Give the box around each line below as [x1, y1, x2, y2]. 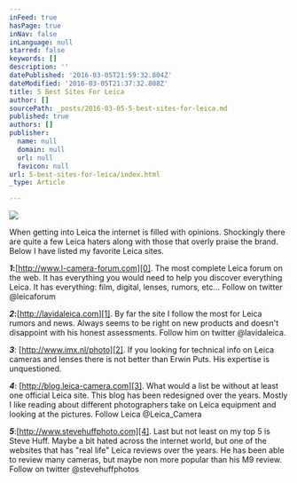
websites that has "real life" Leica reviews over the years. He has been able [9, 445, 285, 455]
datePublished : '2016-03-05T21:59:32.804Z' [9, 71, 173, 80]
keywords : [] [9, 54, 58, 63]
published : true [9, 112, 69, 121]
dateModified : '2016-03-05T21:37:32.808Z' [9, 79, 168, 88]
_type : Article [9, 178, 66, 187]
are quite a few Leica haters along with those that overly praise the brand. [9, 236, 279, 247]
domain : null [17, 145, 66, 154]
